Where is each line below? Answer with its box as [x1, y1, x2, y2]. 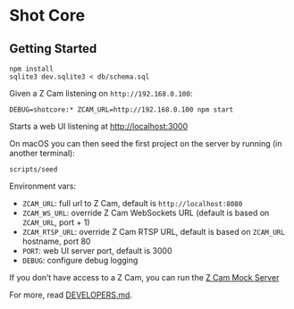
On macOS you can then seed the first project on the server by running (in [9, 138, 283, 148]
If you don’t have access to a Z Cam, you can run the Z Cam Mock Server [9, 272, 280, 282]
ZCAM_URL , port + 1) [21, 217, 91, 228]
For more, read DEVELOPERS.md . [9, 289, 132, 300]
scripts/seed [9, 165, 58, 174]
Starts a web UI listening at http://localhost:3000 [9, 121, 189, 131]
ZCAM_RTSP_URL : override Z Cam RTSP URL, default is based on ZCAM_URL [21, 227, 286, 237]
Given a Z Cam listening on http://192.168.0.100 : [9, 88, 193, 98]
